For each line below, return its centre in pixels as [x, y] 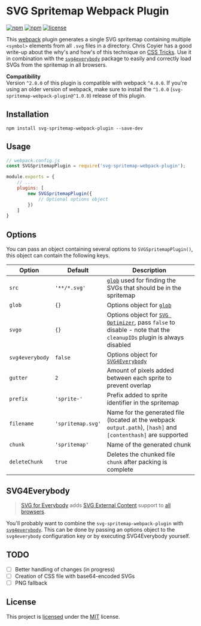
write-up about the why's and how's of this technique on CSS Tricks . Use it [99, 52]
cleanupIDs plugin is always [145, 337]
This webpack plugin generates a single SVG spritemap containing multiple [99, 39]
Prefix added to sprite [137, 396]
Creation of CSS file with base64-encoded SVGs [75, 576]
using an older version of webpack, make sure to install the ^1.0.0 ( [89, 89]
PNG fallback [31, 583]
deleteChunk [26, 462]
